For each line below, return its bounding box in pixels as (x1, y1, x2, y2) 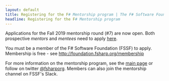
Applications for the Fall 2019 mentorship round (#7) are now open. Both (5, 30, 155, 36)
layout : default (5, 7, 39, 12)
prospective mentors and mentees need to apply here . (5, 35, 118, 41)
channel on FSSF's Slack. (5, 71, 58, 77)
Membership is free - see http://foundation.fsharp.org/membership (5, 50, 144, 56)
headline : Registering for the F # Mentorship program (5, 16, 121, 21)
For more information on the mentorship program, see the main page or (5, 60, 153, 66)
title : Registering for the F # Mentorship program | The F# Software (5, 12, 154, 17)
